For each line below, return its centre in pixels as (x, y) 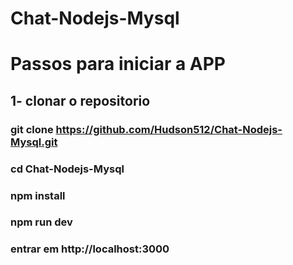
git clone (32, 129)
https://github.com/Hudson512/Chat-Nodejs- (169, 129)
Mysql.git (34, 142)
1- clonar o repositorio (80, 100)
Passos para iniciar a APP (118, 64)
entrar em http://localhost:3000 (90, 249)
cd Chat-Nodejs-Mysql (67, 169)
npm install (38, 195)
